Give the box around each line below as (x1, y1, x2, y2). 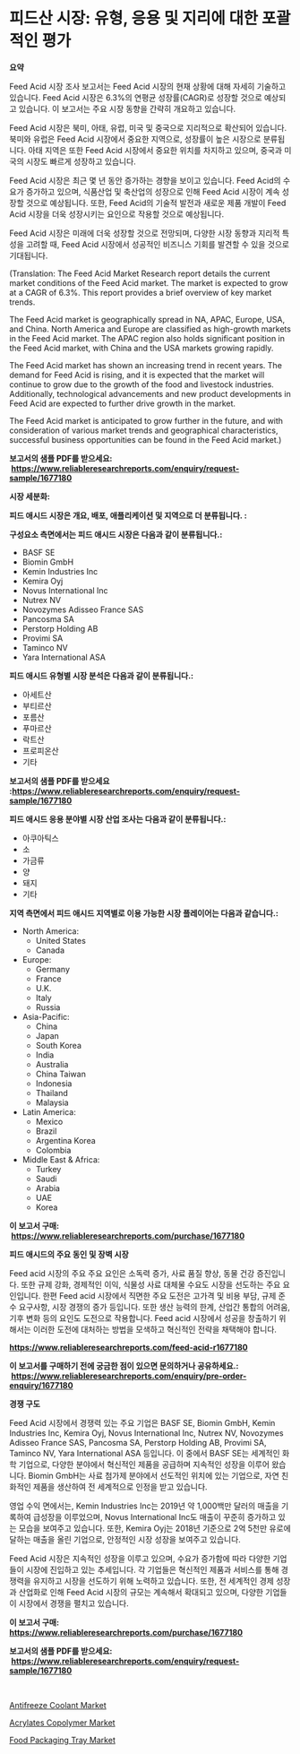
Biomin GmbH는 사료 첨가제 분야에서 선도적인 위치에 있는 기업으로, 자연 (28, 1470, 279, 1481)
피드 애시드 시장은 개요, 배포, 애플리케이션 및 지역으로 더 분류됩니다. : (9, 510, 248, 521)
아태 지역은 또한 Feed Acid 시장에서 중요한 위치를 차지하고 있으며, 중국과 (28, 144, 283, 155)
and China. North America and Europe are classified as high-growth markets (9, 324, 291, 334)
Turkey (35, 1163, 62, 1174)
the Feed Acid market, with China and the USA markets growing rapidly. (9, 342, 274, 353)
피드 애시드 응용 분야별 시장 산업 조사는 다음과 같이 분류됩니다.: (9, 813, 227, 825)
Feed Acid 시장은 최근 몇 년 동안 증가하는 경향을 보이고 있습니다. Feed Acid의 (9, 175, 281, 186)
